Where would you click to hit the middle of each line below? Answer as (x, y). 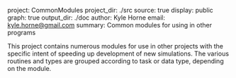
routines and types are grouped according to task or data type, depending (116, 61)
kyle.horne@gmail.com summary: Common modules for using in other (110, 25)
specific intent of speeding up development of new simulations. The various (118, 53)
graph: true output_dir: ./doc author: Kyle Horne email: (86, 18)
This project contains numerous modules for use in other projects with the (116, 46)
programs (22, 32)
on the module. (29, 69)
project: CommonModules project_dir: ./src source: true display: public (111, 10)
